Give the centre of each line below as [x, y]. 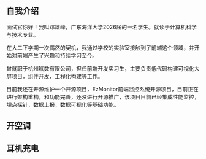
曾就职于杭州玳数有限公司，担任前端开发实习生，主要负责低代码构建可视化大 [103, 68]
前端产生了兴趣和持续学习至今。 [57, 55]
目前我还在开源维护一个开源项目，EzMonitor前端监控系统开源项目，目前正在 [102, 89]
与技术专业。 [22, 34]
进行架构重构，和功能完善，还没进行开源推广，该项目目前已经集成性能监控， [103, 96]
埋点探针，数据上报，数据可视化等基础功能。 [63, 104]
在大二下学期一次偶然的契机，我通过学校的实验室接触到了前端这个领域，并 [100, 47]
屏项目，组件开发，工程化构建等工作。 [55, 76]
